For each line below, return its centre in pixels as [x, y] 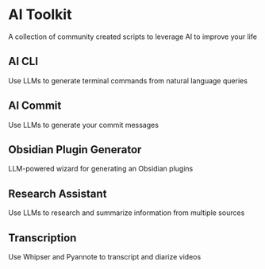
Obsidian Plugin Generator [75, 150]
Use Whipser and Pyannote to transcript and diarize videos [105, 257]
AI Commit [35, 106]
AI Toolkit [40, 15]
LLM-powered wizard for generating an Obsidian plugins [101, 169]
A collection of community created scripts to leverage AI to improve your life [133, 37]
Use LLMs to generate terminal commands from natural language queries [128, 80]
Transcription [42, 238]
